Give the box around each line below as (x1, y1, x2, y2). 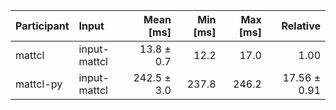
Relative (281, 19, 321, 33)
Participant (15, 19, 70, 33)
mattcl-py (15, 77, 63, 91)
